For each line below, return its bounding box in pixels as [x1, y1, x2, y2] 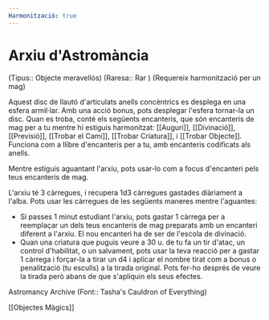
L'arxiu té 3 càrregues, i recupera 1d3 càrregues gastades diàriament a [8, 188, 243, 197]
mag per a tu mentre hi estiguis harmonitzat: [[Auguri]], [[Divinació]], [8, 122, 235, 132]
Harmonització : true [8, 11, 78, 20]
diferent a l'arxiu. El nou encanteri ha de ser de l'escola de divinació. [19, 229, 247, 238]
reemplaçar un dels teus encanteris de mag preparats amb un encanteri [19, 220, 258, 229]
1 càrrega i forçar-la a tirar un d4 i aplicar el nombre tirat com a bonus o [19, 254, 257, 264]
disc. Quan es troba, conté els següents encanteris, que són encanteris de [8, 114, 255, 124]
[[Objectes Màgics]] [8, 302, 75, 312]
